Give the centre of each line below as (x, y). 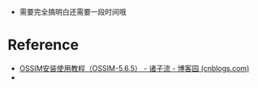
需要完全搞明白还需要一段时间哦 (73, 12)
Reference (43, 45)
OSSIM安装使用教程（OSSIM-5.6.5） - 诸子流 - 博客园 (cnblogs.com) (134, 68)
